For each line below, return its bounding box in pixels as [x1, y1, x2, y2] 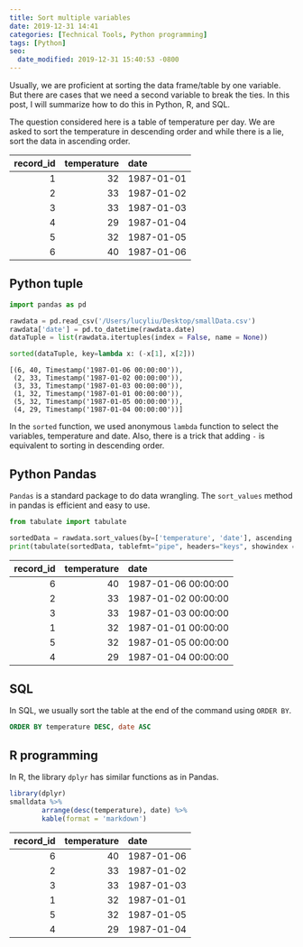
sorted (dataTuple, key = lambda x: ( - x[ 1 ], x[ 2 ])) [9, 349, 196, 359]
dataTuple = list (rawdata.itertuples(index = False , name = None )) [9, 333, 269, 343]
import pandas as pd [9, 299, 87, 309]
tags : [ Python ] [9, 38, 67, 48]
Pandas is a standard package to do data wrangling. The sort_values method [9, 491, 293, 501]
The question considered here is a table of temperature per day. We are [9, 116, 275, 127]
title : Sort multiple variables [9, 13, 131, 23]
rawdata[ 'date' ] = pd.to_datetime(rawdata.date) [9, 325, 196, 334]
